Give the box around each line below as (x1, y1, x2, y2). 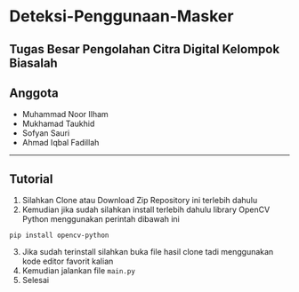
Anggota (9, 85, 60, 100)
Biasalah (9, 55, 58, 70)
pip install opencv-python (9, 231, 109, 241)
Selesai (21, 275, 50, 286)
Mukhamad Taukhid (21, 118, 95, 130)
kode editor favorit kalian (21, 256, 114, 267)
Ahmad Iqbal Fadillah (21, 138, 100, 148)
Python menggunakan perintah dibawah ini (21, 214, 180, 225)
